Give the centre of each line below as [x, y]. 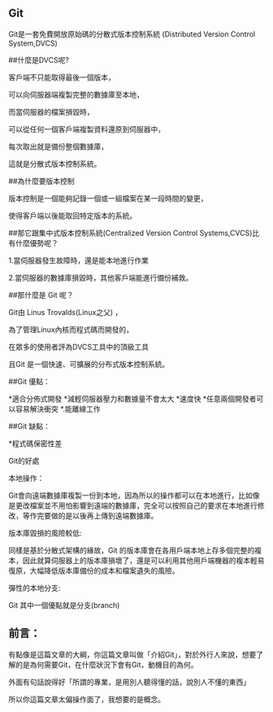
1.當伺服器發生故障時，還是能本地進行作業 [78, 260]
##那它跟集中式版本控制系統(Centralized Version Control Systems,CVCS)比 [134, 233]
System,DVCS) [33, 43]
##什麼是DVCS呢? [39, 59]
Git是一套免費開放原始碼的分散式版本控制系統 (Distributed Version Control [132, 34]
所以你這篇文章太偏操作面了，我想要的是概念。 [87, 699]
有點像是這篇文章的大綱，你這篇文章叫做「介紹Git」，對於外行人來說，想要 [132, 654]
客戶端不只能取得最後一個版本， [62, 77]
